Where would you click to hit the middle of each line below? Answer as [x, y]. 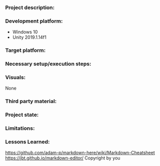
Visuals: [16, 77]
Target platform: [26, 50]
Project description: [30, 8]
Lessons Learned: [28, 142]
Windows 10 [25, 32]
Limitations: [20, 128]
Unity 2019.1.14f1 [29, 37]
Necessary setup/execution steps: [48, 64]
